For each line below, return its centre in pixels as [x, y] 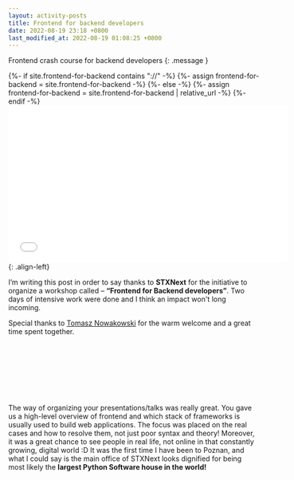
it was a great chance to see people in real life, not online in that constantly [131, 442]
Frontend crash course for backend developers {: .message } [108, 61]
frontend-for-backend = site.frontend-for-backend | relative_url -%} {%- [127, 93]
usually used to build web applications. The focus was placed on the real [127, 425]
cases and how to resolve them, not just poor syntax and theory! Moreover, [131, 433]
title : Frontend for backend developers [76, 23]
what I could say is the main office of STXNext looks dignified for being [125, 458]
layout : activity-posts [48, 16]
